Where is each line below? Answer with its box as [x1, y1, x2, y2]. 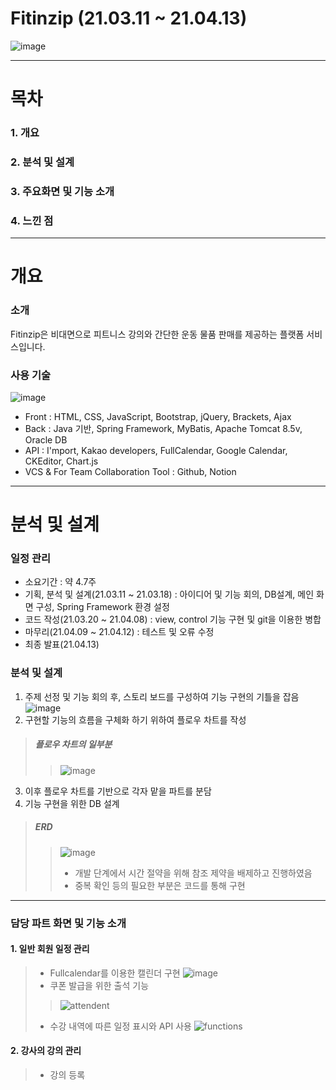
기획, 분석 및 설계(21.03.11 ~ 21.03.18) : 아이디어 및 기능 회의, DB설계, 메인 [24, 588, 315, 601]
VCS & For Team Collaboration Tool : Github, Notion [24, 465, 237, 477]
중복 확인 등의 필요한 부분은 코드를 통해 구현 [74, 879, 246, 891]
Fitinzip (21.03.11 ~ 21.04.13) [10, 7, 248, 30]
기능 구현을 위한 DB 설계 [24, 797, 120, 809]
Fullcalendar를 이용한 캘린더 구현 [49, 967, 181, 979]
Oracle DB [24, 433, 68, 446]
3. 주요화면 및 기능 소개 [10, 184, 115, 198]
